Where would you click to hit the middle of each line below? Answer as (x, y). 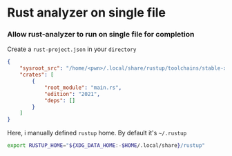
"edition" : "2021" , (72, 94)
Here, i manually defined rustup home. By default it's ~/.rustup (97, 133)
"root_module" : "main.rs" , (83, 88)
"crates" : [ (37, 75)
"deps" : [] (60, 100)
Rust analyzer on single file (87, 13)
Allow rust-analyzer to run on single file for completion (101, 35)
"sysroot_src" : (41, 68)
